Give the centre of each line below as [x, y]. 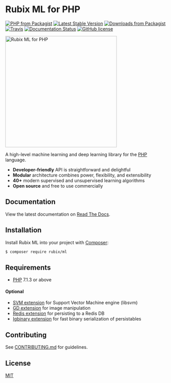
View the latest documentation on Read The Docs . [58, 214]
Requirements [28, 267]
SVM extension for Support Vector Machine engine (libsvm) [75, 303]
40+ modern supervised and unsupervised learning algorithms [79, 180]
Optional [15, 291]
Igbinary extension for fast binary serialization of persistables [77, 319]
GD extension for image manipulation [51, 308]
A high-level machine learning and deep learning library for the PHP [76, 154]
